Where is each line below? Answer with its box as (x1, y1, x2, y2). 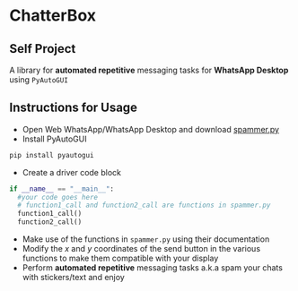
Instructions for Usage (9, 100, 137, 116)
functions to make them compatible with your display (22, 252, 219, 264)
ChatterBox (9, 5, 97, 26)
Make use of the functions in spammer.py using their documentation (22, 234, 270, 244)
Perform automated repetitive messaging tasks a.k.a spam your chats (22, 262, 283, 273)
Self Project (9, 41, 76, 56)
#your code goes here (17, 193, 99, 201)
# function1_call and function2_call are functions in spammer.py (17, 201, 271, 210)
